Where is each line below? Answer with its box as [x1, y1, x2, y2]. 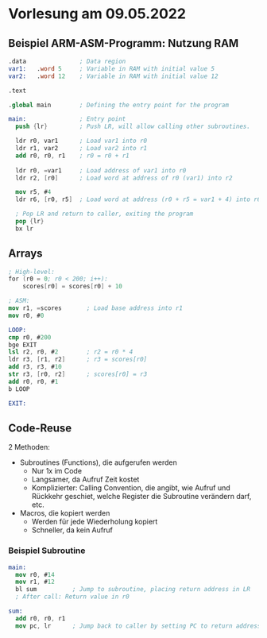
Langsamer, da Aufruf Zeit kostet [31, 474, 140, 485]
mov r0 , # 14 [15, 570, 56, 578]
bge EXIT [8, 341, 37, 349]
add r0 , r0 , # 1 [8, 377, 59, 385]
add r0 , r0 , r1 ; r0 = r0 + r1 [15, 152, 130, 160]
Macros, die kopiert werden [19, 508, 110, 518]
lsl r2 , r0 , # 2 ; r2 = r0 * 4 [8, 348, 133, 356]
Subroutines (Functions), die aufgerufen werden [19, 458, 177, 467]
